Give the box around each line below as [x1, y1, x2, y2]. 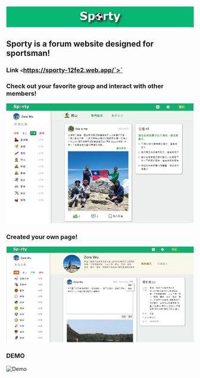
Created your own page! [6, 233, 78, 241]
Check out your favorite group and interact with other [6, 81, 164, 90]
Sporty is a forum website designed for [6, 39, 154, 49]
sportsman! [6, 48, 51, 58]
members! [6, 89, 37, 97]
